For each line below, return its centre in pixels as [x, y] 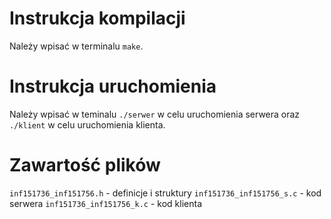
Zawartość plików [85, 165]
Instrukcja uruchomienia [113, 86]
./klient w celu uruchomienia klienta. [87, 124]
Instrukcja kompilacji [97, 18]
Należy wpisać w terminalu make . [76, 46]
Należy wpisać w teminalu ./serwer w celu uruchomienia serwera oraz [155, 114]
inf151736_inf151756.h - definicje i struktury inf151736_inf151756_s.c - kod [165, 193]
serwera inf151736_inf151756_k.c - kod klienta [106, 203]
